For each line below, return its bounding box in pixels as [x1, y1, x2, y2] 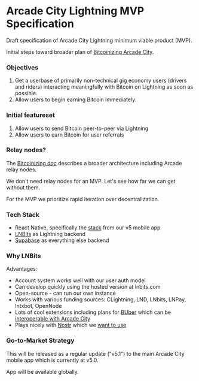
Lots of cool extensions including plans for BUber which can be [14, 309, 172, 316]
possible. [14, 90, 38, 97]
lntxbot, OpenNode [14, 303, 62, 310]
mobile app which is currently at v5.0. [6, 356, 99, 364]
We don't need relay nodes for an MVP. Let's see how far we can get [6, 177, 176, 185]
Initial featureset [6, 111, 56, 119]
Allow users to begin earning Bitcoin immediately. [14, 96, 137, 103]
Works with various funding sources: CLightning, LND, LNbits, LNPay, [14, 296, 186, 303]
